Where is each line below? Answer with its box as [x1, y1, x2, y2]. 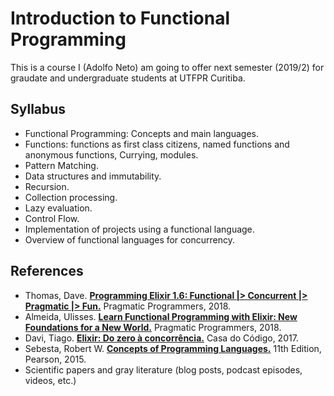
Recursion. [24, 180, 70, 192]
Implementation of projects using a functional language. [24, 223, 255, 235]
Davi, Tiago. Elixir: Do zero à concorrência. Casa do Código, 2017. [24, 332, 299, 344]
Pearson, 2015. [24, 353, 87, 365]
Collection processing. [24, 191, 118, 203]
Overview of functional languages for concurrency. [24, 233, 235, 246]
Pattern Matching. [24, 159, 99, 171]
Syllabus [10, 101, 67, 118]
